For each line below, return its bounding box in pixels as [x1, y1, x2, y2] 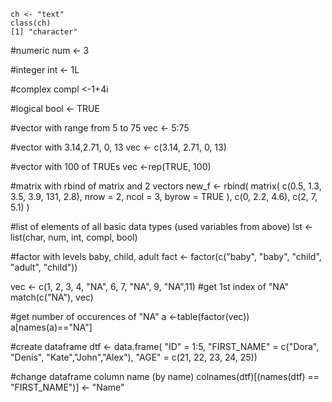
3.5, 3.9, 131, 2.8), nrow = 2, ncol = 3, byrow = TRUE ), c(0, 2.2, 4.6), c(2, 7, [10, 191, 318, 202]
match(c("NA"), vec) [10, 291, 94, 303]
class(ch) [10, 18, 52, 28]
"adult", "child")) [10, 261, 78, 273]
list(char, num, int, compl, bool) [10, 231, 138, 243]
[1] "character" [10, 27, 78, 37]
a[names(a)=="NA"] [10, 321, 93, 333]
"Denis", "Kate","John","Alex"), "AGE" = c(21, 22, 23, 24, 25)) [10, 351, 258, 363]
